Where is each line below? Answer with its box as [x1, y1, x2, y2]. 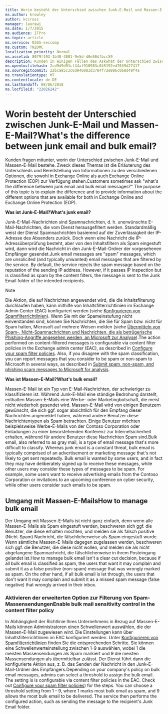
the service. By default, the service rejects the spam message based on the [5, 262, 161, 268]
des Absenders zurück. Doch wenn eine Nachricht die [23, 235, 135, 241]
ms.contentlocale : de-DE [5, 77, 57, 82]
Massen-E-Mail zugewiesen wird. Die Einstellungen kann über [5, 629, 133, 635]
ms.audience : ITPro [5, 31, 46, 36]
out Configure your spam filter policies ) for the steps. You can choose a [5, 682, 152, 688]
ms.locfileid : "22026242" [5, 86, 59, 92]
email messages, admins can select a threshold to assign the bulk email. [5, 671, 154, 678]
